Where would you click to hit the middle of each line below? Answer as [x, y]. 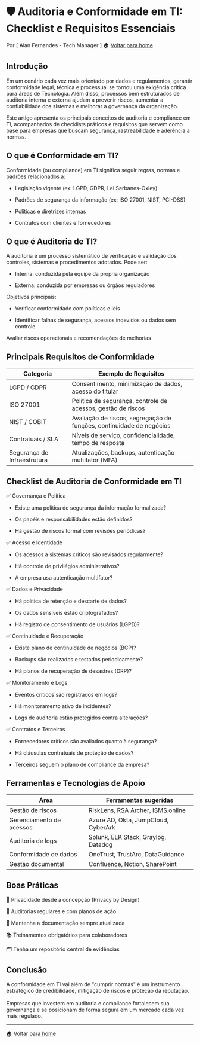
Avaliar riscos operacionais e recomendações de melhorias [79, 338]
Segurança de [29, 453]
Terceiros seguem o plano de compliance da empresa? [82, 764]
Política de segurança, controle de [120, 401]
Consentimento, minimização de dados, [127, 384]
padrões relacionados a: [36, 176]
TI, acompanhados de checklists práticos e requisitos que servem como [95, 124]
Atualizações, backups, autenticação [123, 453]
